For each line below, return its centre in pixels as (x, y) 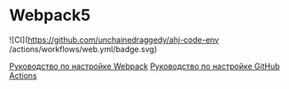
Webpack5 (50, 15)
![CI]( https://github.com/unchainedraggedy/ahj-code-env (114, 40)
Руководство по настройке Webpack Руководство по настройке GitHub (145, 66)
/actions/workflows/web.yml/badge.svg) (83, 48)
